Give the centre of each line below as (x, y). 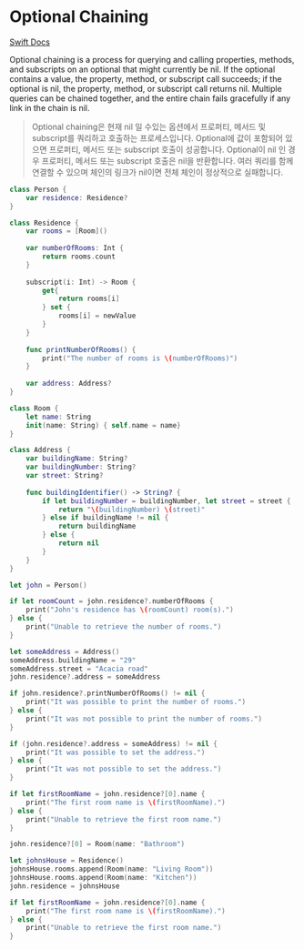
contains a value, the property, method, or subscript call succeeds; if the (146, 78)
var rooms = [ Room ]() (66, 231)
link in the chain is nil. (50, 107)
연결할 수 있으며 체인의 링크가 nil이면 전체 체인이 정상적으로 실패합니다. (157, 172)
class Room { (34, 408)
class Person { (38, 189)
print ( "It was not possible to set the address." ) (124, 769)
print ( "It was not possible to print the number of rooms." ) (144, 719)
